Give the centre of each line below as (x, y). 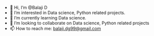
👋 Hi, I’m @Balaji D (29, 8)
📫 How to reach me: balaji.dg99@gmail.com (55, 28)
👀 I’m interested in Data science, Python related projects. (68, 13)
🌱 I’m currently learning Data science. (48, 18)
